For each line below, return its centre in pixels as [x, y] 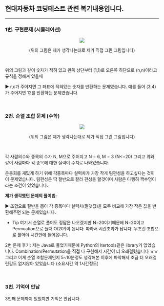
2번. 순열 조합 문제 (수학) [32, 116]
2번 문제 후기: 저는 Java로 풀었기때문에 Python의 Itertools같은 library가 [74, 245]
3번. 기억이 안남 [22, 287]
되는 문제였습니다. [39, 212]
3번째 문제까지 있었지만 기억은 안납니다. [43, 298]
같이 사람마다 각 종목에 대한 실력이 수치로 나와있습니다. [57, 163]
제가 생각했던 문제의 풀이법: [31, 196]
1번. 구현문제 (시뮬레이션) [33, 29]
